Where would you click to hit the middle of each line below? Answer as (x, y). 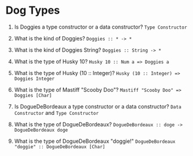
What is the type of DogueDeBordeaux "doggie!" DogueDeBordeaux (95, 141)
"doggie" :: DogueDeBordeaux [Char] (60, 146)
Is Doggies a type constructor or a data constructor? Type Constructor (101, 27)
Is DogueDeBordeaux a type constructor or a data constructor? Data (98, 106)
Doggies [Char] (33, 95)
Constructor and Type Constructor (56, 113)
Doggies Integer (34, 79)
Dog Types (33, 10)
